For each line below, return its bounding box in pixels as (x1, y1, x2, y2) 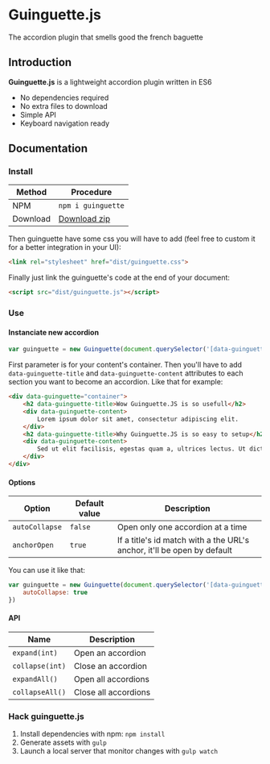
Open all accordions (73, 673, 150, 684)
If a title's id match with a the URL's (117, 534, 250, 546)
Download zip (58, 214, 111, 225)
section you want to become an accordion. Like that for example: (8, 377, 223, 387)
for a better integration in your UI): (8, 243, 122, 252)
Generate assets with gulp (19, 737, 107, 747)
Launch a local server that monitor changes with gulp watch (19, 746, 219, 756)
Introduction (8, 56, 72, 69)
